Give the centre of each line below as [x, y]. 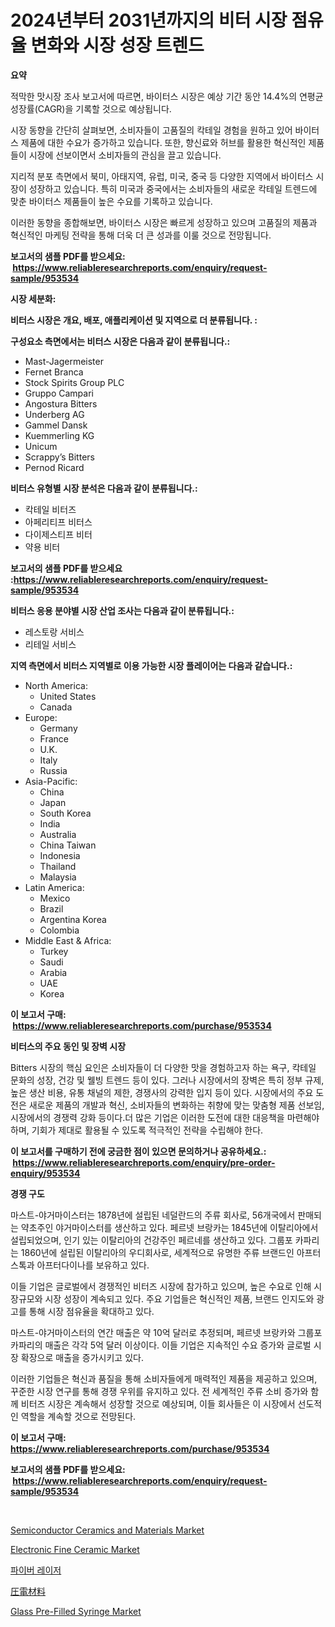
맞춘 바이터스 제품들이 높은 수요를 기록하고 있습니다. [111, 201]
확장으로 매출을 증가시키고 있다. [82, 1357]
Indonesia [60, 855]
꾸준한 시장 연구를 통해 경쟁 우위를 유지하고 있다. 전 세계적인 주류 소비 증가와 [159, 1391]
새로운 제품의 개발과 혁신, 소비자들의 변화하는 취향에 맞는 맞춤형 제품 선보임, [176, 1105]
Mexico [55, 898]
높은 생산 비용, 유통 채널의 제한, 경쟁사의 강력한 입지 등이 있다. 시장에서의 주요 [162, 1092]
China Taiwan [68, 845]
